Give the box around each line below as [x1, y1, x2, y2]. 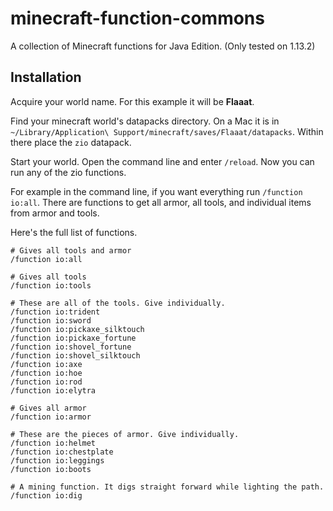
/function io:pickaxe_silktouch [10, 324, 145, 334]
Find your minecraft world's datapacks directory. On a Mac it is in [10, 115, 280, 127]
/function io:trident [10, 307, 101, 317]
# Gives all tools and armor [10, 245, 132, 256]
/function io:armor [10, 412, 92, 422]
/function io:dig [10, 490, 83, 501]
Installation [10, 69, 82, 86]
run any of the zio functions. [10, 166, 127, 178]
